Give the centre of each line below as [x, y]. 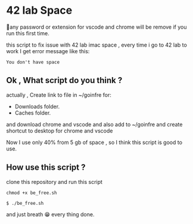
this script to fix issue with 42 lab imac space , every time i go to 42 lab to [97, 45]
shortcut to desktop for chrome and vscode [60, 131]
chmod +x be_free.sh [32, 193]
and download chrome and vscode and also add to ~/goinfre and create [94, 124]
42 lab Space [39, 10]
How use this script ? [46, 168]
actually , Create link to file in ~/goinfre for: [59, 95]
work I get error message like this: [48, 51]
